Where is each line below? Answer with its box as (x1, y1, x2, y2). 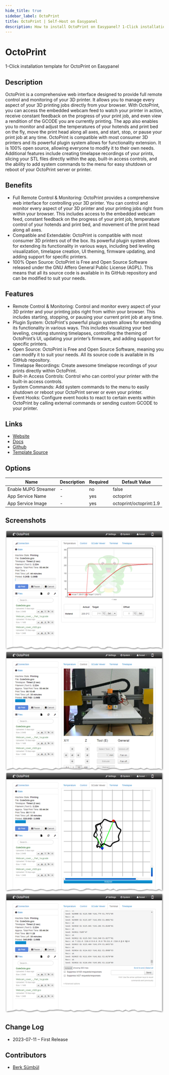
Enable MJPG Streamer (7, 486, 56, 492)
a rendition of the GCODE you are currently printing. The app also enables (5, 118, 158, 124)
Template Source (12, 449, 48, 455)
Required (89, 479, 109, 485)
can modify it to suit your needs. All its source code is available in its (12, 351, 154, 357)
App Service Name (7, 493, 47, 499)
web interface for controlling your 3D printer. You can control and (12, 200, 148, 206)
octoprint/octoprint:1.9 (113, 500, 160, 506)
